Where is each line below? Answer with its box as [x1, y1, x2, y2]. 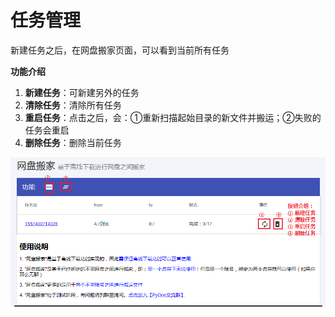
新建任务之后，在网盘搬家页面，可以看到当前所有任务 [10, 44, 230, 56]
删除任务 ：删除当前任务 [24, 136, 122, 148]
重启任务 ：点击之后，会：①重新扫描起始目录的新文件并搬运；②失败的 [24, 111, 322, 123]
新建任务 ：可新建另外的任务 [24, 86, 140, 98]
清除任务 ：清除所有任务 [24, 99, 122, 111]
